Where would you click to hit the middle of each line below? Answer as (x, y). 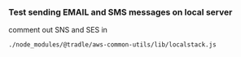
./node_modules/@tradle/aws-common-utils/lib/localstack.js (113, 45)
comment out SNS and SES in (58, 30)
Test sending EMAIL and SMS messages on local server (120, 12)
